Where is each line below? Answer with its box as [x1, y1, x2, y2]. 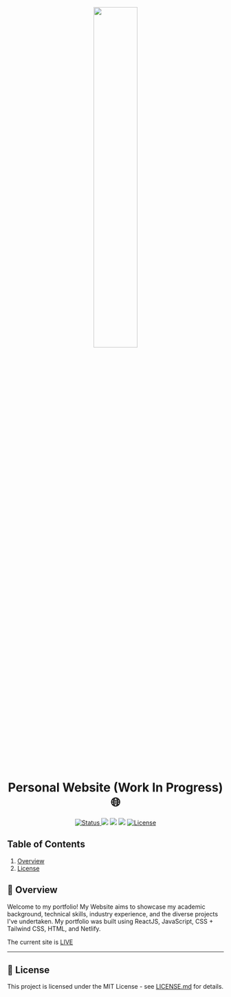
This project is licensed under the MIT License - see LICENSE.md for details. [7, 983, 224, 991]
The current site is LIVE [7, 938, 74, 946]
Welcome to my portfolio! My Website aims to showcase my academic [7, 903, 206, 911]
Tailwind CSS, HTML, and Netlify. [7, 924, 101, 933]
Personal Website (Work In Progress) [8, 780, 223, 796]
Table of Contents [7, 838, 86, 850]
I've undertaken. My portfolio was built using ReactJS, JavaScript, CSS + [7, 917, 214, 925]
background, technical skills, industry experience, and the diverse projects [7, 909, 219, 918]
